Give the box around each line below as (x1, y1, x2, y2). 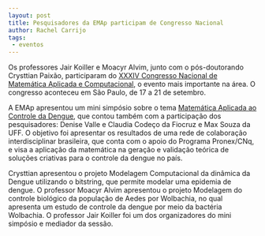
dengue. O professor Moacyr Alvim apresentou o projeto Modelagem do (8, 185, 243, 195)
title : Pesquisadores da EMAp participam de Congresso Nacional (8, 19, 224, 27)
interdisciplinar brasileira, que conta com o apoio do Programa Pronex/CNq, (8, 137, 255, 146)
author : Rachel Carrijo (8, 26, 87, 34)
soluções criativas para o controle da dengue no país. (8, 153, 183, 163)
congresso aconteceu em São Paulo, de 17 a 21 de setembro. (8, 88, 207, 97)
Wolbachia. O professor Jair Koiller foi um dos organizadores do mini (8, 211, 232, 220)
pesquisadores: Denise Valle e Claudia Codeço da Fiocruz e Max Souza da (8, 120, 251, 129)
